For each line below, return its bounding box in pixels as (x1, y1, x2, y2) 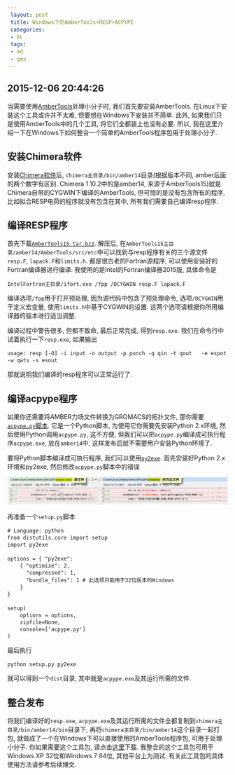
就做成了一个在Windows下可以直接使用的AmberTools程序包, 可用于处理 (16, 734, 222, 742)
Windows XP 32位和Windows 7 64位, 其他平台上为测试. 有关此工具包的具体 (7, 751, 225, 760)
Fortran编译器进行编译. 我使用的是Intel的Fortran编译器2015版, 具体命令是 (7, 266, 217, 274)
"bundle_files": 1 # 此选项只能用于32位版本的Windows (25, 577, 175, 584)
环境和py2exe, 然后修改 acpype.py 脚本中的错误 (7, 462, 140, 471)
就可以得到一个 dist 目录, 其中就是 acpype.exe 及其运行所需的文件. (7, 674, 192, 683)
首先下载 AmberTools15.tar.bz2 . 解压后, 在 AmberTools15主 (7, 239, 169, 248)
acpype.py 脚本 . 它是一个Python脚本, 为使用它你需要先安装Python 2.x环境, (7, 421, 218, 430)
